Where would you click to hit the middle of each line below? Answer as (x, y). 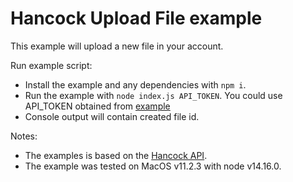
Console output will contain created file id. (112, 116)
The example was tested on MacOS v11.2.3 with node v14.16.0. (153, 166)
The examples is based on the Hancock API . (116, 155)
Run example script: (51, 65)
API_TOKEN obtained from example (97, 106)
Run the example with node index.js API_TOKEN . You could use (153, 95)
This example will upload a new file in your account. (117, 46)
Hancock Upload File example (136, 18)
